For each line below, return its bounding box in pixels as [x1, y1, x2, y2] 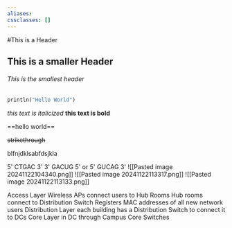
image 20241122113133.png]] [7, 177, 90, 186]
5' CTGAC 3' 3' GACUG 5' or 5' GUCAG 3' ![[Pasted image [7, 162, 173, 170]
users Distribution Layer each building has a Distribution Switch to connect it [7, 205, 226, 213]
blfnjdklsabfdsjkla [7, 149, 57, 157]
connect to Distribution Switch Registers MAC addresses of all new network [7, 198, 224, 207]
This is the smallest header [7, 75, 84, 83]
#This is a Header [7, 35, 57, 44]
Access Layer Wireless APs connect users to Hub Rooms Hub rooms [7, 191, 203, 199]
